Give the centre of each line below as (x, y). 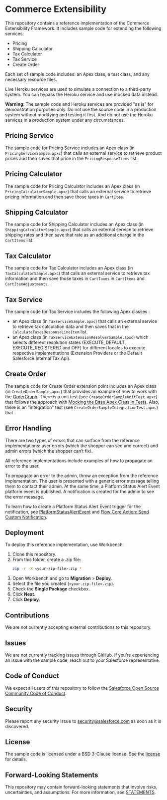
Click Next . (24, 594)
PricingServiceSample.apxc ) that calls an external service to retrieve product (83, 153)
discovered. (17, 726)
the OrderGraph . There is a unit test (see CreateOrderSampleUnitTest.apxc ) (81, 397)
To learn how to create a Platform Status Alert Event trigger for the (73, 506)
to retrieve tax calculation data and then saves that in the (71, 326)
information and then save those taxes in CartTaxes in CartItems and (75, 278)
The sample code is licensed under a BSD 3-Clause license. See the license (83, 754)
